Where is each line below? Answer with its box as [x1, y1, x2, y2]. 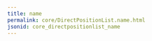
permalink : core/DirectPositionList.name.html [7, 17, 146, 24]
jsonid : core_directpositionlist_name [7, 23, 120, 30]
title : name [7, 10, 42, 17]
